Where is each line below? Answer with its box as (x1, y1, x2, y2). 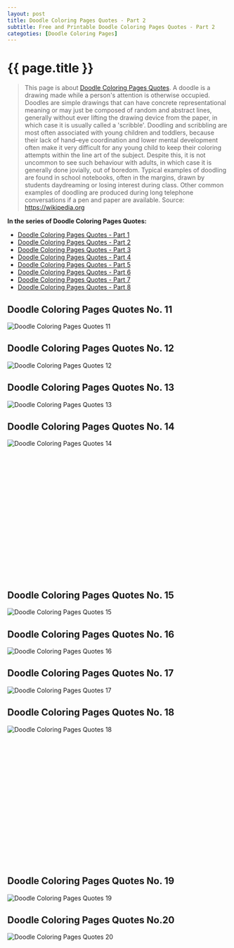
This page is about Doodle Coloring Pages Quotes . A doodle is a (24, 84, 211, 92)
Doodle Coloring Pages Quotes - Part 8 (17, 283, 131, 292)
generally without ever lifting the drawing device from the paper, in (24, 113, 218, 122)
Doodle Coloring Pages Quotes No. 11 (7, 304, 173, 316)
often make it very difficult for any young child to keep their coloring (24, 144, 221, 152)
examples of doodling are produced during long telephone (24, 188, 194, 197)
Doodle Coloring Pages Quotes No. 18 (7, 706, 174, 718)
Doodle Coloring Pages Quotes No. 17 (7, 667, 174, 680)
